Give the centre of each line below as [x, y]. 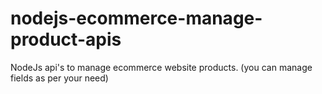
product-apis [66, 39]
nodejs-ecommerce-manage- [136, 18]
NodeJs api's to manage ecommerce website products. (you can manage [161, 67]
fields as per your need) [59, 78]
